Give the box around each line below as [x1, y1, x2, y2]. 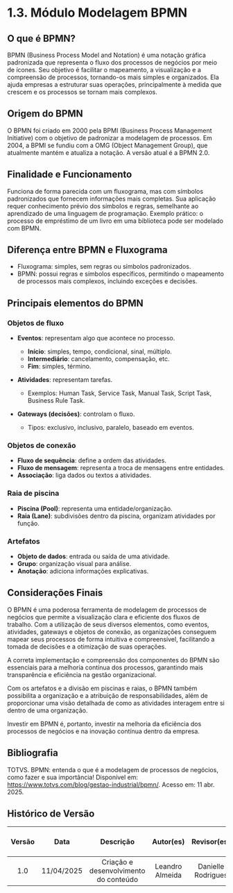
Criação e [101, 858, 134, 867]
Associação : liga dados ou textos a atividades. [17, 471, 151, 480]
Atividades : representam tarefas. [17, 376, 113, 384]
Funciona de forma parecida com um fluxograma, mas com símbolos [7, 187, 203, 195]
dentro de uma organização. [7, 706, 88, 715]
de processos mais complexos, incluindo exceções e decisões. [17, 277, 198, 285]
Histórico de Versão [7, 808, 95, 820]
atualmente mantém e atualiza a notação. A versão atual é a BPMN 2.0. [7, 148, 210, 157]
